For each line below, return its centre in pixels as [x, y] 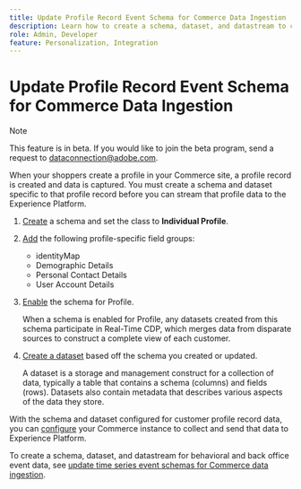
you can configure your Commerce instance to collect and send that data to [149, 429]
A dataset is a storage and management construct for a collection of [148, 373]
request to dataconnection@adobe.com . [84, 158]
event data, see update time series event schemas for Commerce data [139, 465]
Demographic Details [74, 266]
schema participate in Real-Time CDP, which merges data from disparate [157, 329]
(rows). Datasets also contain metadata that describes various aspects [152, 392]
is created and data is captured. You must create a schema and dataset [141, 185]
